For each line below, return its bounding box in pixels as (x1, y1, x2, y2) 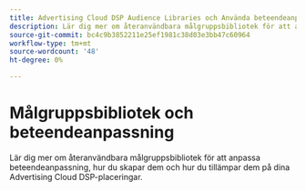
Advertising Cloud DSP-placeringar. (9, 171, 143, 182)
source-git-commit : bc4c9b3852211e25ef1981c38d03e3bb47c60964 (9, 30, 250, 39)
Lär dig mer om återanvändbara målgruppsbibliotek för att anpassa (9, 152, 261, 163)
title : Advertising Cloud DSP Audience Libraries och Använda (9, 13, 250, 23)
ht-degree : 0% (9, 55, 64, 65)
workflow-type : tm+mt (9, 38, 92, 48)
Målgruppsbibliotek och (9, 103, 194, 124)
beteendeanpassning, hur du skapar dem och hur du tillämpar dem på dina (9, 161, 291, 173)
